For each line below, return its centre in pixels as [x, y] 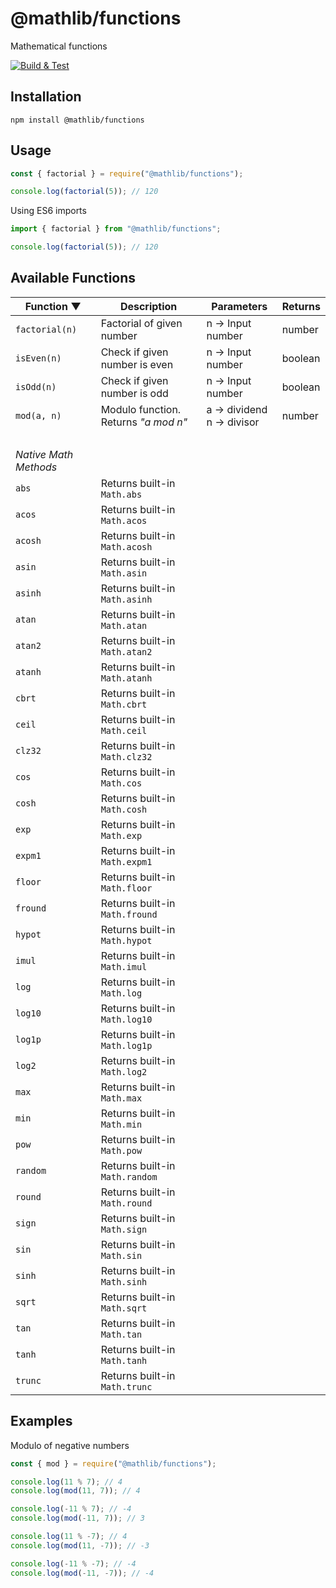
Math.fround [129, 914]
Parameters [239, 306]
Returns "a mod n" [144, 422]
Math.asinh [126, 599]
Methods [36, 467]
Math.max [121, 1098]
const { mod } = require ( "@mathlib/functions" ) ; [113, 1463]
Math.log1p [126, 1045]
